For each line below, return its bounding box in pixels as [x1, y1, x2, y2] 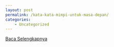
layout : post [5, 7, 33, 13]
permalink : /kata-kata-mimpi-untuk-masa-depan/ [5, 12, 109, 17]
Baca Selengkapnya [5, 36, 48, 42]
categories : [5, 17, 31, 22]
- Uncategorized [14, 21, 50, 27]
